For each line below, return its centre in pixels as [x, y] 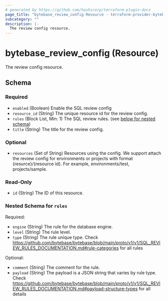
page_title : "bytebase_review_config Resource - [57, 15]
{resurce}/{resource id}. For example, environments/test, [71, 164]
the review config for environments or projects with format [72, 159]
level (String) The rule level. [41, 232]
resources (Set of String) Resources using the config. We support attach [87, 153]
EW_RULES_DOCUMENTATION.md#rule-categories [65, 248]
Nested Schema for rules [36, 206]
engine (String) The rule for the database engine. [62, 226]
